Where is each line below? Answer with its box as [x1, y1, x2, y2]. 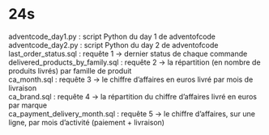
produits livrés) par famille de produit [8, 65, 132, 75]
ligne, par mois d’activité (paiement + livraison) [8, 117, 164, 127]
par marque [8, 100, 47, 110]
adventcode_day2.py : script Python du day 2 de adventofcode [8, 40, 219, 49]
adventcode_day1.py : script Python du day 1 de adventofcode [8, 32, 216, 41]
